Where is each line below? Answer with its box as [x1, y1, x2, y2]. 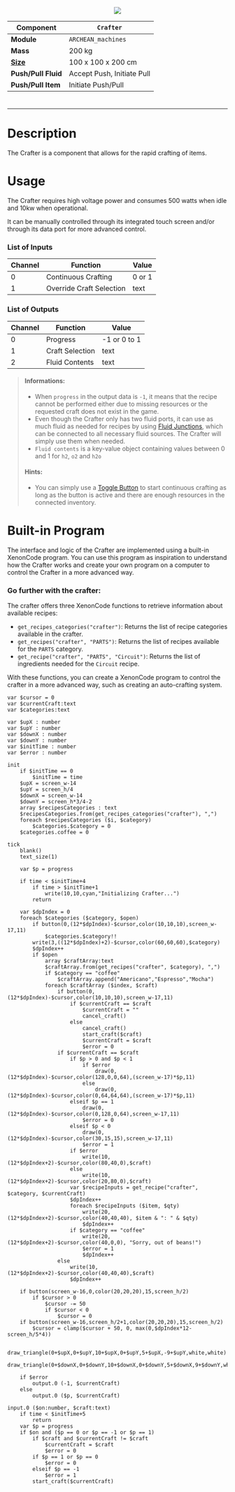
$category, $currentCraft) [7, 1190, 86, 1197]
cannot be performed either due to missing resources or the [34, 400, 208, 408]
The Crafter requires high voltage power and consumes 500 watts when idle [7, 197, 227, 205]
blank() [20, 847, 42, 854]
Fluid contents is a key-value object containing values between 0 [34, 444, 225, 453]
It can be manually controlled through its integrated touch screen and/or [7, 218, 215, 226]
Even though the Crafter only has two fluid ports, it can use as [34, 414, 214, 423]
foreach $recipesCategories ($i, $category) [20, 817, 152, 824]
